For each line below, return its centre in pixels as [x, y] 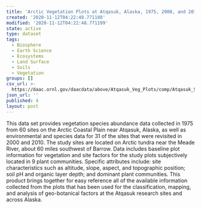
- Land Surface [31, 62]
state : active [24, 28]
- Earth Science [32, 51]
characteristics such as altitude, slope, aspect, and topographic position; [96, 167]
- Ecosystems [28, 56]
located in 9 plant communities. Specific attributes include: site [84, 161]
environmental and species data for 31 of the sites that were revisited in [94, 136]
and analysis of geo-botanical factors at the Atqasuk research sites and [94, 193]
